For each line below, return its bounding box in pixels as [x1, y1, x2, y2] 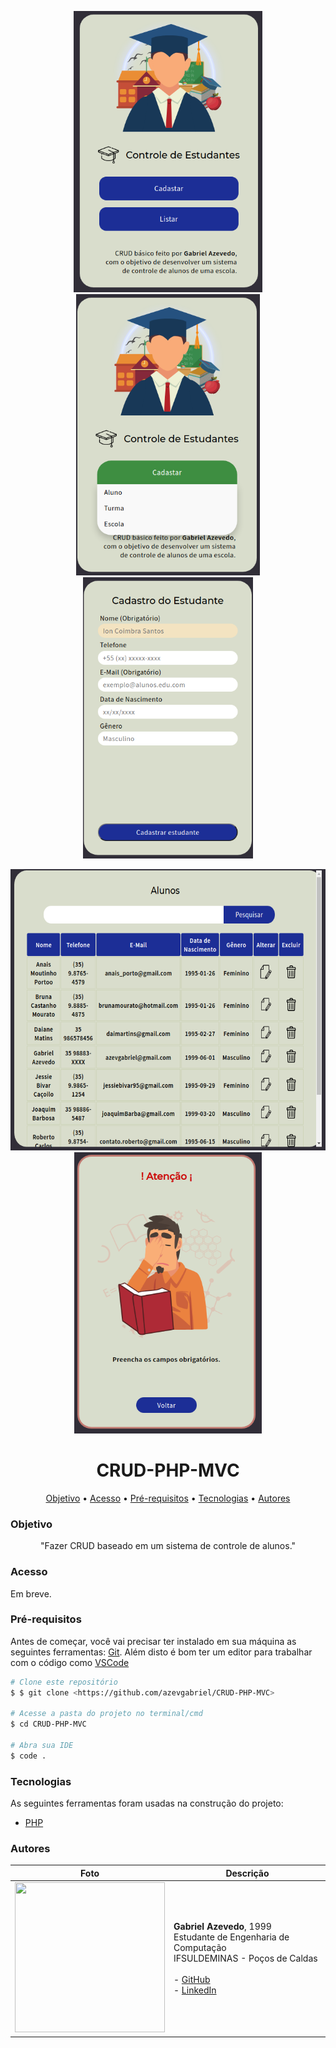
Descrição [225, 1867, 270, 1879]
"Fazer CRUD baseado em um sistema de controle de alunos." [39, 1540, 297, 1552]
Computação [173, 1942, 227, 1954]
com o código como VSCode [10, 1656, 130, 1668]
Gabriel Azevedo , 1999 [173, 1921, 272, 1933]
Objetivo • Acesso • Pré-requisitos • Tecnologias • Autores [45, 1492, 291, 1504]
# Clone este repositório [10, 1677, 118, 1687]
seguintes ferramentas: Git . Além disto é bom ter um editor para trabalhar [10, 1646, 313, 1658]
